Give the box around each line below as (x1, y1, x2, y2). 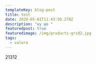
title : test (5, 12, 30, 17)
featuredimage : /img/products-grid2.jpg (5, 31, 92, 36)
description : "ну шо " (5, 21, 53, 27)
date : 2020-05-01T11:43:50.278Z (5, 17, 73, 22)
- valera (10, 40, 28, 45)
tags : (5, 36, 17, 41)
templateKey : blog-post (5, 7, 56, 13)
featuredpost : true (5, 26, 46, 31)
